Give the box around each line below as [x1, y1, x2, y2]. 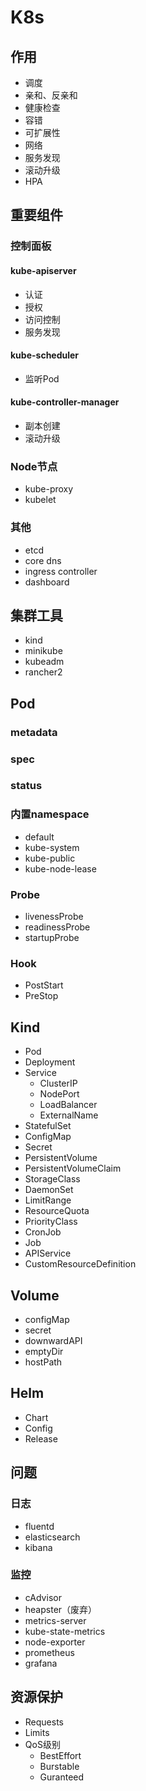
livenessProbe [24, 911, 84, 923]
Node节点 [10, 459, 58, 473]
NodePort [39, 1088, 80, 1100]
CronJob [24, 1226, 62, 1238]
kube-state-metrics [24, 1625, 106, 1637]
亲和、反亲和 [24, 89, 78, 101]
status [10, 779, 43, 793]
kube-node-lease [24, 862, 97, 875]
